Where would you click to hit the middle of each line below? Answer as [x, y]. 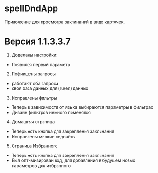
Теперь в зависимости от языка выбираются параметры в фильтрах [82, 107]
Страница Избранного [35, 146]
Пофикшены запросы [34, 74]
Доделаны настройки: [34, 55]
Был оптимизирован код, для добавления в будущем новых [73, 160]
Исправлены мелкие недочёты [43, 136]
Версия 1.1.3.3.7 [37, 42]
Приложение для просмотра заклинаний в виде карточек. [65, 22]
